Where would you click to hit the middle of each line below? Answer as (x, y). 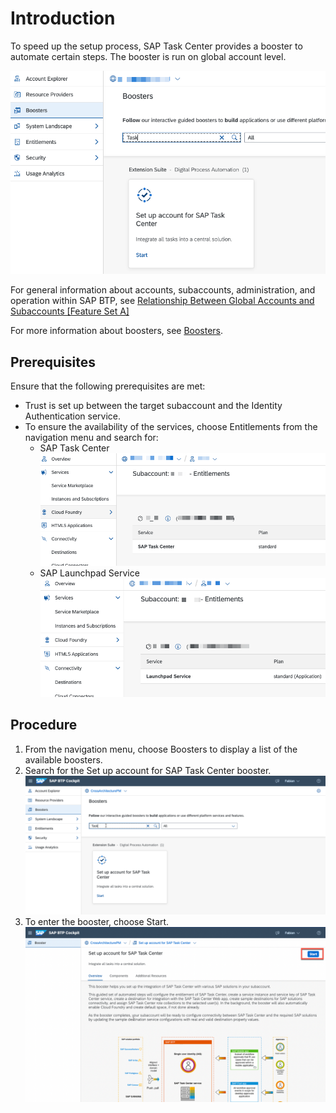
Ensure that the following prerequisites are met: (108, 386)
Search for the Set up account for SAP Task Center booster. (148, 770)
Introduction (63, 18)
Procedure (44, 725)
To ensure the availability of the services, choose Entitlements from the (171, 427)
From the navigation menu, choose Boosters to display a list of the (161, 749)
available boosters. (63, 759)
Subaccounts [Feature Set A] (70, 311)
